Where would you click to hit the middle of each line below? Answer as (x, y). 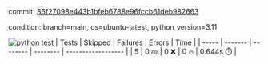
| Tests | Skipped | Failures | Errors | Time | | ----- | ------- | (154, 42)
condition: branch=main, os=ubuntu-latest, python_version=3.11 (113, 27)
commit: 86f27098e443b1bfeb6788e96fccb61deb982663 (104, 12)
